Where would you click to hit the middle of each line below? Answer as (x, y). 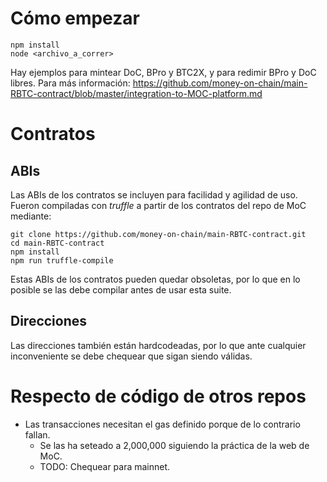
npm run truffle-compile (62, 260)
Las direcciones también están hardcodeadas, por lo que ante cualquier (158, 345)
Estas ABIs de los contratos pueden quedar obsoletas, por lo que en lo (155, 279)
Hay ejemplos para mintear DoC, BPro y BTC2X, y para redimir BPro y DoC (163, 72)
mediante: (31, 216)
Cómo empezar (75, 18)
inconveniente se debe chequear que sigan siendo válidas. (131, 356)
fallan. (37, 434)
